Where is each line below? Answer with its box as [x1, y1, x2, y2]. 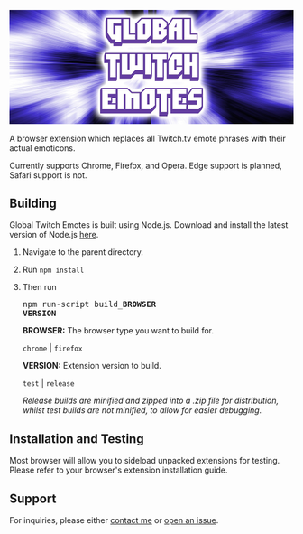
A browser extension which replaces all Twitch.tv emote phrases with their [9, 133, 286, 144]
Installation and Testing [9, 431, 144, 446]
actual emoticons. [9, 142, 76, 154]
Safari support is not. [9, 169, 87, 181]
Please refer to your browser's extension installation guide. [9, 464, 228, 475]
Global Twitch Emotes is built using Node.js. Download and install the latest [9, 220, 289, 230]
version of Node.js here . [9, 230, 99, 240]
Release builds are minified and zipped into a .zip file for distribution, [22, 395, 280, 407]
